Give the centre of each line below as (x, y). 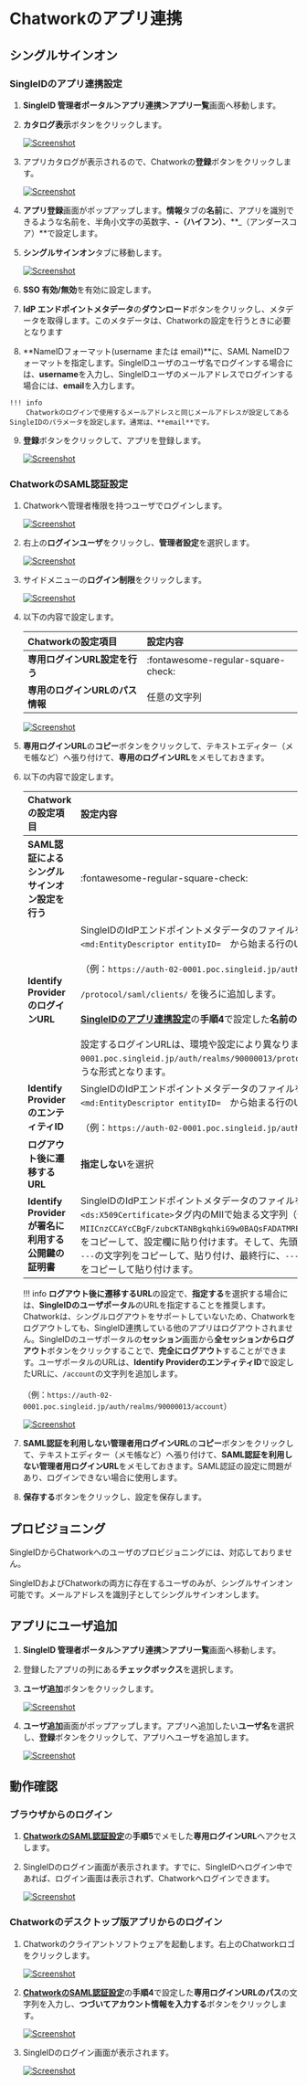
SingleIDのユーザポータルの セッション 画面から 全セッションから (159, 1339)
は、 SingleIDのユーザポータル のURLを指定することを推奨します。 (147, 1305)
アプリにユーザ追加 (64, 1626)
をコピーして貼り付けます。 (140, 1269)
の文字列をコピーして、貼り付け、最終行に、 (190, 1255)
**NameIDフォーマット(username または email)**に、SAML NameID (153, 351)
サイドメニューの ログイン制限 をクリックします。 (115, 580)
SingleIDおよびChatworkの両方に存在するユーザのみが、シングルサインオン (152, 1582)
